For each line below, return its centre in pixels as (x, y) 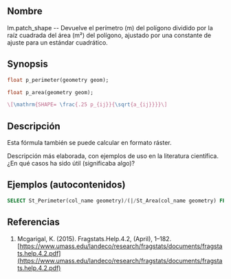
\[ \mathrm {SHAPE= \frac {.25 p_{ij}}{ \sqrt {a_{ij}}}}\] (87, 105)
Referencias (34, 222)
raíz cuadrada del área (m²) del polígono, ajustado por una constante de (109, 35)
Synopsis (27, 64)
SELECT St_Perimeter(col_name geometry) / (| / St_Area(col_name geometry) (112, 201)
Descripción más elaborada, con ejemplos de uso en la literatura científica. (113, 156)
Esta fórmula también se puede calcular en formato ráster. (89, 143)
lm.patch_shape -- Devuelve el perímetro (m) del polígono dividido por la (110, 27)
